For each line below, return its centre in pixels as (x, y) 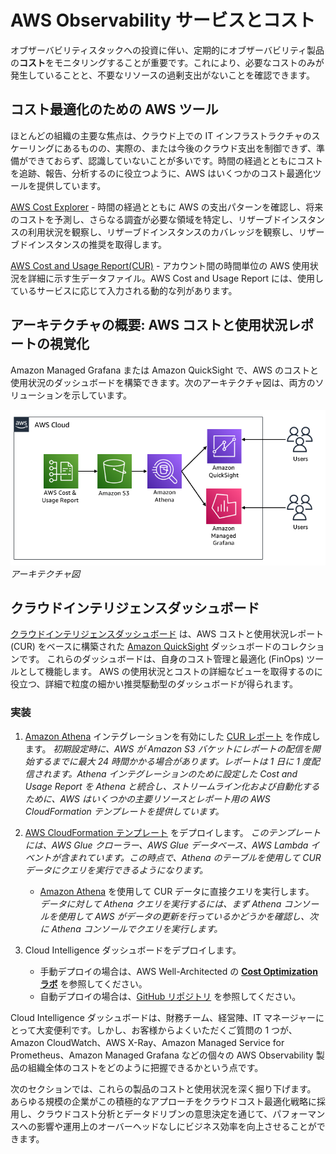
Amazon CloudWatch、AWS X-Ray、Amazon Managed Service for (147, 1042)
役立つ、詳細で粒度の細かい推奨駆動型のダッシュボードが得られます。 (154, 684)
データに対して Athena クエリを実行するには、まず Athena (160, 903)
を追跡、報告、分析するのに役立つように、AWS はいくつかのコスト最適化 (161, 173)
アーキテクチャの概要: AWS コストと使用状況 (149, 325)
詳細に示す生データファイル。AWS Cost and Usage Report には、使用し (176, 278)
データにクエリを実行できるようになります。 (116, 870)
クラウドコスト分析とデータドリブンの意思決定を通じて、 (154, 1113)
